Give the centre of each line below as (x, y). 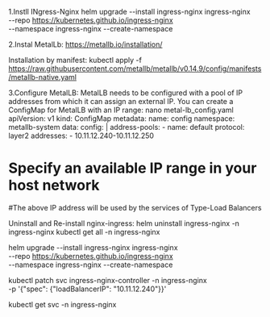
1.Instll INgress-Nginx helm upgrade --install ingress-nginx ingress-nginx (130, 12)
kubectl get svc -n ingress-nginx (62, 304)
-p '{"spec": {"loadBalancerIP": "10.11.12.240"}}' (87, 289)
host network (54, 186)
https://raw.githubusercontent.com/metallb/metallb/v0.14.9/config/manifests (135, 69)
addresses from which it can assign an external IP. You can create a (121, 101)
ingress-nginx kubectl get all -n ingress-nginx (84, 231)
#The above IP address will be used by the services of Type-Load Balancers (135, 207)
